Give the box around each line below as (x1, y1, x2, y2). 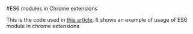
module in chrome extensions (6, 23, 80, 29)
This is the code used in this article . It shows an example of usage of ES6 (6, 16, 188, 23)
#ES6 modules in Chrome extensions (6, 5, 98, 12)
